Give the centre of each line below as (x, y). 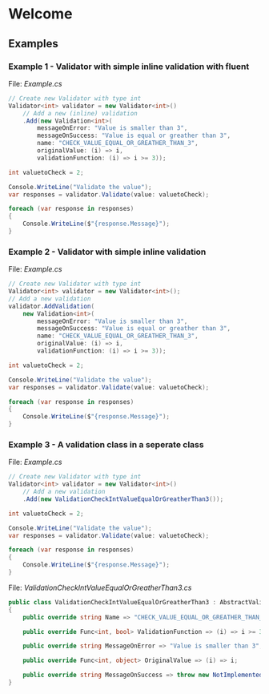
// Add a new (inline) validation (80, 113)
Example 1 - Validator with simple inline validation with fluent (129, 67)
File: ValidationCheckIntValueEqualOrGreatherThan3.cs (100, 587)
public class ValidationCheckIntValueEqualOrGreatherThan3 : (112, 602)
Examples (33, 44)
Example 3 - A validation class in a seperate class (106, 444)
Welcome (40, 14)
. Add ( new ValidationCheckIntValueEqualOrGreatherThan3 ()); (123, 499)
